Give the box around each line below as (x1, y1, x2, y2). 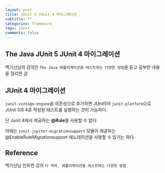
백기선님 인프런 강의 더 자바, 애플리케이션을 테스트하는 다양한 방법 (5, 163, 127, 169)
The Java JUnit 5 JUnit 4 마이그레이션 (5, 50, 120, 59)
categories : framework (5, 21, 52, 26)
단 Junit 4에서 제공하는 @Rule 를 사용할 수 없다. (5, 117, 98, 123)
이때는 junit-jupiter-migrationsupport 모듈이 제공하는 (5, 128, 116, 134)
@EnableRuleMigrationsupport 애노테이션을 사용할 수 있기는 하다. (5, 134, 135, 140)
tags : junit (5, 26, 30, 31)
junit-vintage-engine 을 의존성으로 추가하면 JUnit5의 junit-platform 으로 (5, 100, 152, 106)
